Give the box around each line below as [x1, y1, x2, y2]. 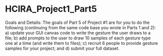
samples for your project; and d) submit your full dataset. [5, 45, 120, 51]
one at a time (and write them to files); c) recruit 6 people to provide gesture [5, 40, 158, 46]
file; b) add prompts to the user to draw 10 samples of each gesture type [5, 35, 151, 41]
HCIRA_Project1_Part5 [5, 3, 97, 15]
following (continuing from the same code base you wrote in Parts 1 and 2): [5, 24, 156, 30]
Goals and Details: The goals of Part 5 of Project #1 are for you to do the [5, 19, 150, 25]
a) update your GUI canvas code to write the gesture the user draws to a [5, 30, 151, 36]
